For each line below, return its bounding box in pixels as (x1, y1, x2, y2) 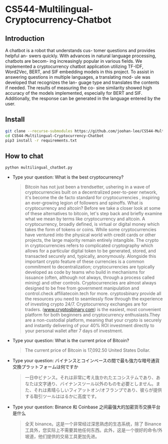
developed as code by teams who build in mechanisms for (24, 269, 145, 275)
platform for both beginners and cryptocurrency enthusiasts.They (24, 312, 160, 318)
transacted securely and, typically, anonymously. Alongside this (24, 253, 156, 259)
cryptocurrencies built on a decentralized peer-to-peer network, (24, 189, 157, 195)
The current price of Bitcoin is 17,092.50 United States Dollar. (24, 347, 151, 353)
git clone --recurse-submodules (5, 128, 72, 133)
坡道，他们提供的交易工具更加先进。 (24, 433, 100, 439)
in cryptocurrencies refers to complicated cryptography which (24, 242, 153, 249)
